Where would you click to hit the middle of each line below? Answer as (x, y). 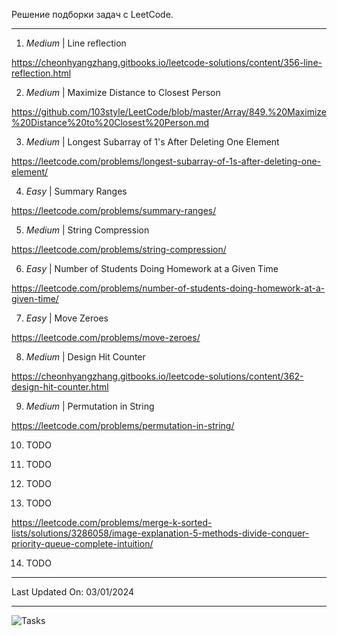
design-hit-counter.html (60, 387)
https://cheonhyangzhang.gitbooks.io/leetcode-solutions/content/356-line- (167, 62)
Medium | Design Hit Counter (85, 357)
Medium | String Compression (87, 230)
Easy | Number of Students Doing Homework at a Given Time (152, 268)
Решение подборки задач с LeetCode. (92, 14)
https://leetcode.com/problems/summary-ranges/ (114, 210)
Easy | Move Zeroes (67, 318)
